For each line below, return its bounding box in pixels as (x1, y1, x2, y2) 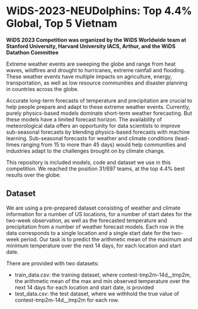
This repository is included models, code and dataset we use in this (6, 159, 171, 166)
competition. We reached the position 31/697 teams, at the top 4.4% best (6, 165, 185, 172)
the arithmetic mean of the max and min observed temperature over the (14, 277, 190, 285)
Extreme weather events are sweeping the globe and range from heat (6, 60, 176, 67)
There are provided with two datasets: (6, 259, 100, 267)
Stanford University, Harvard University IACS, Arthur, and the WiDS (6, 43, 176, 50)
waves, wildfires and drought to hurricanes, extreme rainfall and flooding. (6, 66, 186, 73)
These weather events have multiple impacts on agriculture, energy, (6, 73, 173, 80)
